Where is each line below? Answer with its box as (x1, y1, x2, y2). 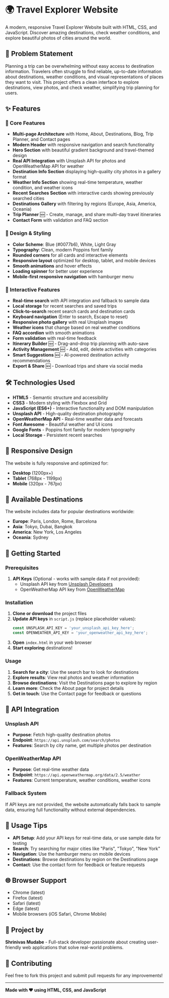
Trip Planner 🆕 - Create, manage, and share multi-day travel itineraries (12, 212, 161, 218)
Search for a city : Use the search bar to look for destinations (12, 669, 139, 675)
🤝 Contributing (5, 959, 52, 968)
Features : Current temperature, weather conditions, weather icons (12, 777, 151, 783)
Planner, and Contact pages (12, 136, 70, 142)
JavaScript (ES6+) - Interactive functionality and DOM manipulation (12, 405, 154, 411)
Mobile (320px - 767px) (12, 480, 62, 486)
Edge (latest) (12, 906, 39, 912)
